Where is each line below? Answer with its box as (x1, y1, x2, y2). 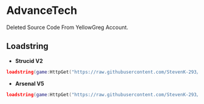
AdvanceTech (6, 4, 78, 18)
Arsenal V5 (15, 80, 44, 87)
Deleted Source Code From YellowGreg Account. (6, 24, 129, 31)
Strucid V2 (15, 57, 43, 64)
